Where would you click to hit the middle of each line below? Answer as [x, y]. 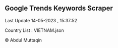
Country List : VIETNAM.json [34, 30]
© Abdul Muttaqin [23, 40]
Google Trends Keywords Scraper [59, 8]
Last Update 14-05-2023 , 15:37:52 [41, 20]
